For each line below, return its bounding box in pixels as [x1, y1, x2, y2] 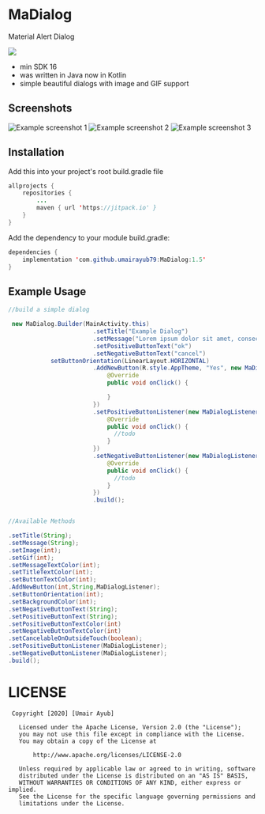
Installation [8, 146, 65, 159]
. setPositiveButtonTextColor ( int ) [8, 619, 122, 628]
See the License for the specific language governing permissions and [18, 793, 256, 801]
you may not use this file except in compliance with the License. [18, 730, 245, 738]
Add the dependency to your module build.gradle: [8, 233, 170, 242]
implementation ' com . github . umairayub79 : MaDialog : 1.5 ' [22, 256, 207, 263]
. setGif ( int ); [8, 554, 55, 562]
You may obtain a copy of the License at [18, 737, 157, 745]
